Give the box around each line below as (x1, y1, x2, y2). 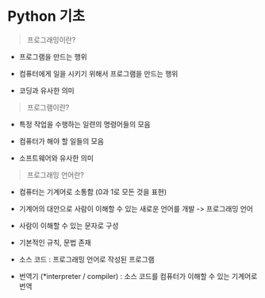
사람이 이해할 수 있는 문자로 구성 (18, 220, 119, 230)
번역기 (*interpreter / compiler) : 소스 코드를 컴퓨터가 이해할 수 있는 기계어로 (18, 271, 258, 281)
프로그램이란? (26, 103, 70, 112)
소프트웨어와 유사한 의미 (18, 153, 94, 163)
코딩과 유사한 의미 (18, 85, 75, 95)
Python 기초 (7, 7, 85, 25)
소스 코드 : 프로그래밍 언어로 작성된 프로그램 (18, 254, 156, 264)
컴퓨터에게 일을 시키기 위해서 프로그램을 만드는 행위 (18, 68, 179, 78)
